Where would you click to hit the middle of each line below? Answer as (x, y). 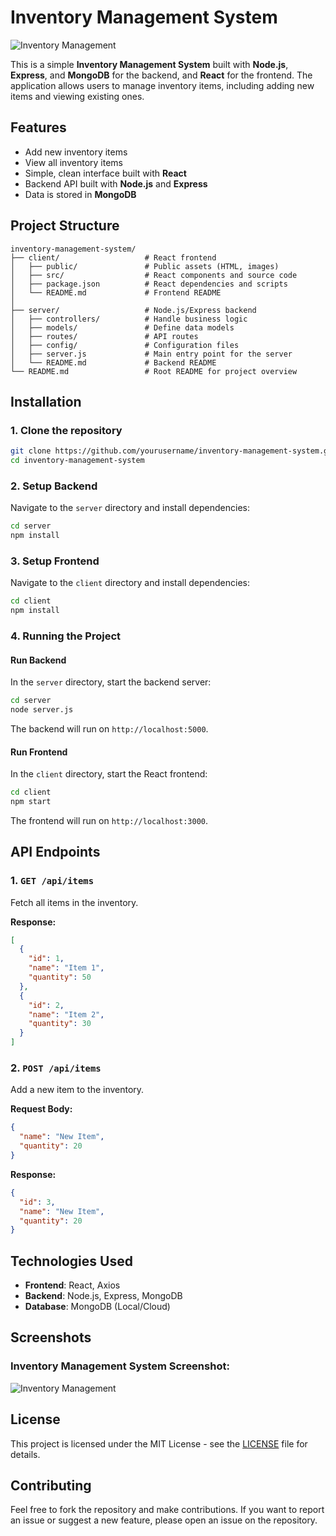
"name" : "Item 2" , (66, 1014)
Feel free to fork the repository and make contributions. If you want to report (167, 1510)
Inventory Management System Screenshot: (120, 1366)
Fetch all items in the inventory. (74, 902)
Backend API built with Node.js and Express (116, 183)
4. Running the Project (65, 636)
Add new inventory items (76, 152)
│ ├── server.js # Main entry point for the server (151, 354)
